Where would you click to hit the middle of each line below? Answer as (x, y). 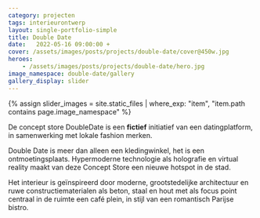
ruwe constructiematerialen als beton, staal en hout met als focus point (123, 191)
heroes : (21, 60)
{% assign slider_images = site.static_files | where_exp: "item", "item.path (126, 104)
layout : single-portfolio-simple (63, 30)
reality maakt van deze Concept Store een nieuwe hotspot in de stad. (119, 167)
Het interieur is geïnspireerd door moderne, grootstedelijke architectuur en (128, 182)
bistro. (18, 207)
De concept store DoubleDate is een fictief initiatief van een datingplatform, (130, 127)
